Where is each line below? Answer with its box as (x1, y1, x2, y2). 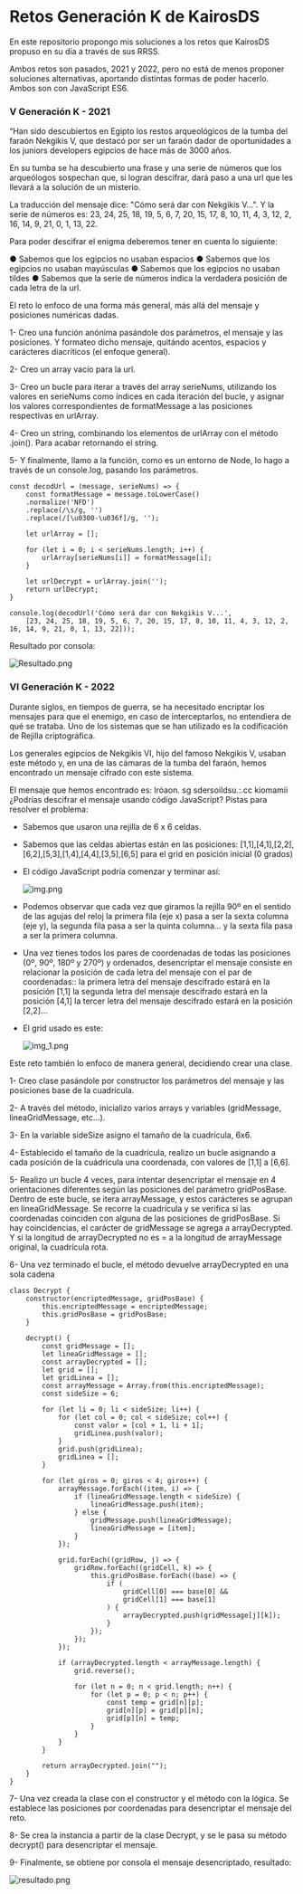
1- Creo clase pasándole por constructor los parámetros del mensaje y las (9, 1075, 285, 1086)
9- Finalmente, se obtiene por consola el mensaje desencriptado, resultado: (9, 1857, 292, 1868)
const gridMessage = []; (42, 1341, 136, 1350)
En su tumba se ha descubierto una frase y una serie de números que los (9, 163, 282, 174)
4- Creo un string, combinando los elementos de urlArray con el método (9, 428, 279, 439)
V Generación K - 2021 (9, 105, 110, 118)
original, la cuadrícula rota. (9, 1242, 109, 1252)
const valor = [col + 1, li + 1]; (73, 1421, 204, 1430)
